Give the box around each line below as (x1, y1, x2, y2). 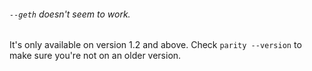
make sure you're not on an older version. (9, 50, 182, 62)
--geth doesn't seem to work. (9, 8, 131, 20)
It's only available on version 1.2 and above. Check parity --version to (9, 39, 302, 51)
